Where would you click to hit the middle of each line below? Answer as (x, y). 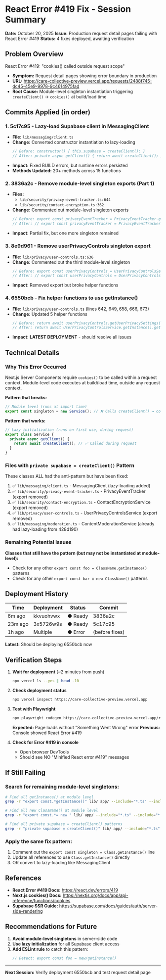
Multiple (43, 632)
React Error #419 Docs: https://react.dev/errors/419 (65, 890)
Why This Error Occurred (36, 367)
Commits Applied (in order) (48, 112)
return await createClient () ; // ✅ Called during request (75, 444)
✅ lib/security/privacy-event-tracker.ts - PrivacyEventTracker (79, 491)
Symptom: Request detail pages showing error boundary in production (84, 76)
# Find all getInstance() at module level (49, 797)
